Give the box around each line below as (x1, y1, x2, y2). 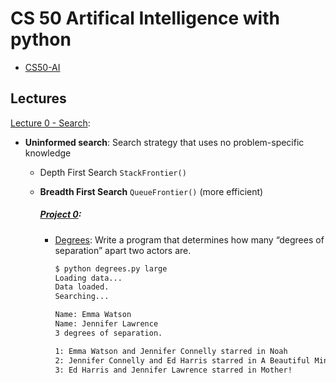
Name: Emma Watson (54, 310, 132, 320)
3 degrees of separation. (54, 328, 163, 338)
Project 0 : (39, 208, 82, 221)
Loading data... (54, 273, 123, 283)
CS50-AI (24, 61, 61, 73)
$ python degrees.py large (54, 263, 168, 274)
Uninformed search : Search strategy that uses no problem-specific (24, 136, 305, 148)
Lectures (10, 90, 67, 107)
